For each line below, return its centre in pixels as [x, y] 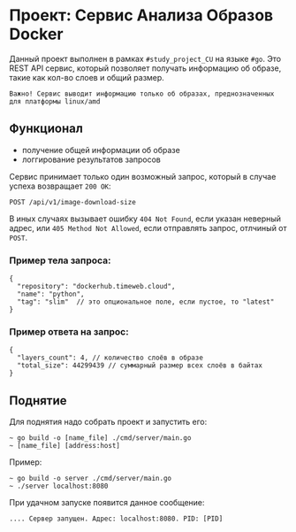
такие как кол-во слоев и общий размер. [87, 77]
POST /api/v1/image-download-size [73, 202]
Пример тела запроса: [60, 260]
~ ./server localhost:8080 [59, 486]
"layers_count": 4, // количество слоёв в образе [110, 358]
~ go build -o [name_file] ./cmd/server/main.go [100, 438]
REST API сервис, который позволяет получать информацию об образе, [145, 68]
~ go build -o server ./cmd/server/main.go [91, 479]
